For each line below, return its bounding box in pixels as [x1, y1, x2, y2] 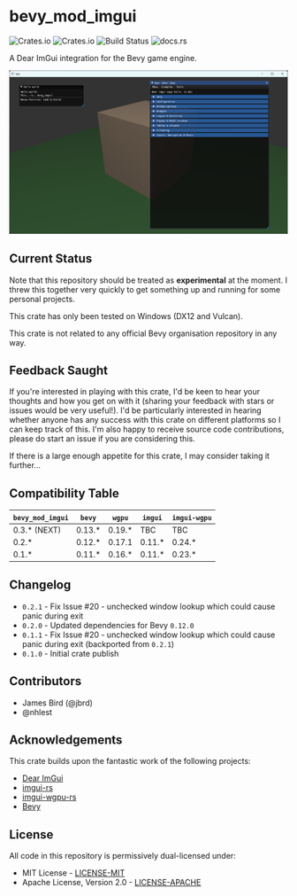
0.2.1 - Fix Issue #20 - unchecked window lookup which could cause [21, 601, 276, 612]
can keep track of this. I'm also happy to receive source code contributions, [9, 424, 285, 435]
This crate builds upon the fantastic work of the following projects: [9, 756, 251, 767]
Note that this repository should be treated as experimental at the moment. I [9, 275, 288, 285]
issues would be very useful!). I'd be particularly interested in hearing [9, 405, 263, 416]
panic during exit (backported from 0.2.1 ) [21, 638, 175, 649]
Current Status [9, 251, 93, 267]
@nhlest [21, 706, 53, 717]
